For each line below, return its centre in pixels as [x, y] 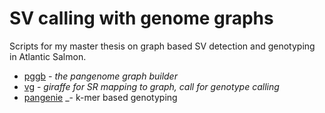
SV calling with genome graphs [141, 18]
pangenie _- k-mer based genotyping [100, 97]
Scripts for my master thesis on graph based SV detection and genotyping [162, 46]
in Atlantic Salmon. [48, 56]
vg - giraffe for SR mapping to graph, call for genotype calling [151, 86]
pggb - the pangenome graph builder [100, 76]
